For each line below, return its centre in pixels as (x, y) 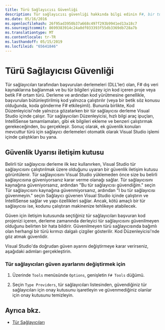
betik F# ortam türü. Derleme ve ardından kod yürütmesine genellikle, (75, 95)
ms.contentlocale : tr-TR (30, 37)
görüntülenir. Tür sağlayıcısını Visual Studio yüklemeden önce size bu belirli (81, 175)
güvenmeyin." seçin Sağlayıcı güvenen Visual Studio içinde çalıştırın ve (77, 196)
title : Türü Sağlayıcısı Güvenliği (41, 10)
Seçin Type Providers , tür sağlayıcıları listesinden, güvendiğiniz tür (80, 285)
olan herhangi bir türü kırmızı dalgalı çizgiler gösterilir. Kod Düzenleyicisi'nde (82, 231)
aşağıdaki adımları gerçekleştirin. (39, 252)
